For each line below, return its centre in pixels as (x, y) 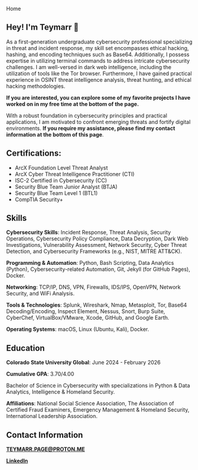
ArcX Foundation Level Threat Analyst (61, 168)
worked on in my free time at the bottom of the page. (72, 104)
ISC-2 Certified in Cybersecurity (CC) (61, 180)
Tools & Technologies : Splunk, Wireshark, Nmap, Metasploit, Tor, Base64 (97, 305)
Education (26, 348)
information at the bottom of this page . (55, 134)
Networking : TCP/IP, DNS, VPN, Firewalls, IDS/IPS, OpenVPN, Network (93, 287)
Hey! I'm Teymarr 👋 (43, 27)
